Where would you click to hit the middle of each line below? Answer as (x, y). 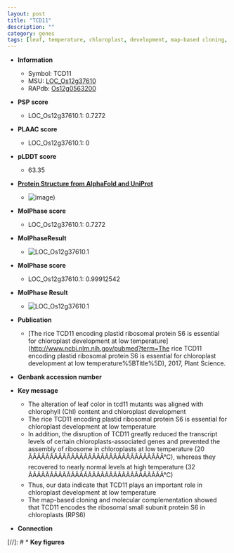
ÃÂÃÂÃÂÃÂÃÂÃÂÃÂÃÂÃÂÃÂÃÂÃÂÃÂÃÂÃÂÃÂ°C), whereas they (122, 457)
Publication (34, 320)
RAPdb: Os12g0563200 (62, 89)
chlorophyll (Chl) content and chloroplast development (107, 412)
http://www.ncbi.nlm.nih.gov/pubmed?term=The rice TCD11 (116, 349)
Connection (35, 528)
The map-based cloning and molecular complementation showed (122, 500)
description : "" (31, 27)
